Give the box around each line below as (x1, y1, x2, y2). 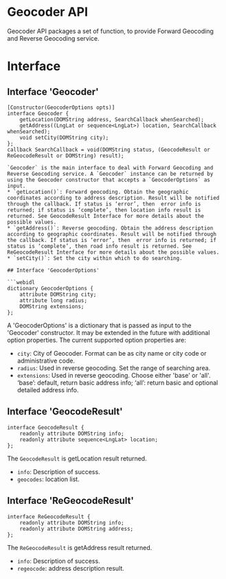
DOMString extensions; (19, 303, 84, 310)
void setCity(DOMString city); (19, 134, 109, 141)
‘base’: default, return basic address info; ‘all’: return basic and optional (16, 378, 218, 387)
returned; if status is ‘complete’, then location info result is (7, 206, 201, 214)
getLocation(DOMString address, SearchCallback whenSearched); (19, 116, 205, 123)
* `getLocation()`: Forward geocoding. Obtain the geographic (7, 188, 189, 195)
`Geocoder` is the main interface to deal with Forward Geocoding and (7, 164, 214, 171)
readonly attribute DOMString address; (19, 525, 134, 532)
